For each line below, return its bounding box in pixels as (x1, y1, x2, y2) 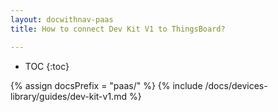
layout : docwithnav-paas (10, 14, 114, 25)
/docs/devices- (204, 79, 268, 91)
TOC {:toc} (24, 60, 70, 72)
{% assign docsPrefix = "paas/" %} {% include (10, 79, 203, 91)
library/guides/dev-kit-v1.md (10, 90, 127, 102)
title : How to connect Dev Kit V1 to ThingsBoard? (10, 24, 226, 34)
